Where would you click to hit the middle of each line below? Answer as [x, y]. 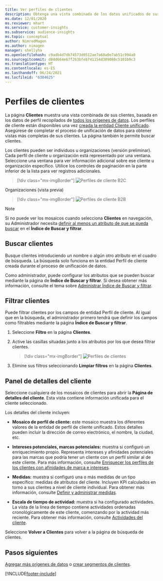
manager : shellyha [24, 50]
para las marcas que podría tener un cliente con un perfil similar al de [81, 457]
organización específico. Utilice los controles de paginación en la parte [76, 165]
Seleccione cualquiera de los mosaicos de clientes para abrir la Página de [79, 393]
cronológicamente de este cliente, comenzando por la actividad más [81, 512]
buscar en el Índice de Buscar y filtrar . [44, 228]
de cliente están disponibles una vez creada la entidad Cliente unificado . [78, 125]
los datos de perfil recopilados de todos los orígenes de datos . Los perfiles [80, 120]
